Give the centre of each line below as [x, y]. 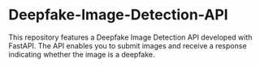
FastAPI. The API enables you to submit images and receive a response [128, 45]
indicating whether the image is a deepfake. [82, 54]
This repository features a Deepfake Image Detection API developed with [130, 37]
